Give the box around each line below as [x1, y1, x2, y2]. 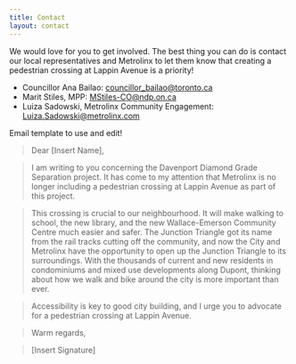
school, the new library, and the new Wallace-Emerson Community [30, 217, 276, 228]
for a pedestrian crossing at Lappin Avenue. [30, 310, 192, 320]
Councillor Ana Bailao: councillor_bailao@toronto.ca [21, 82, 213, 93]
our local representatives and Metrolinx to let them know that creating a [9, 55, 272, 66]
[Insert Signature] [30, 344, 96, 355]
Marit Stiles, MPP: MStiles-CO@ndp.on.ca [21, 91, 177, 102]
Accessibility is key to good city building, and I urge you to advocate [30, 300, 283, 311]
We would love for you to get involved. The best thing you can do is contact [9, 45, 287, 56]
